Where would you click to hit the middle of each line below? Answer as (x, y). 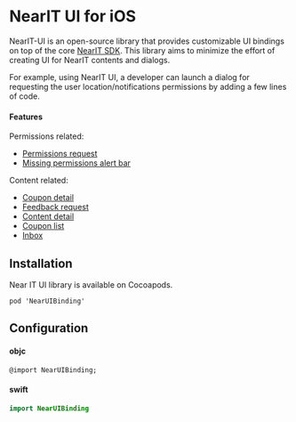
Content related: (39, 181)
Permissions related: (47, 136)
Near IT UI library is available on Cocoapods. (91, 284)
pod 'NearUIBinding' (48, 301)
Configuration (49, 328)
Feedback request (55, 207)
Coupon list (43, 226)
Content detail (48, 216)
